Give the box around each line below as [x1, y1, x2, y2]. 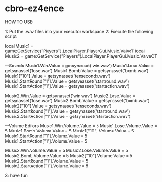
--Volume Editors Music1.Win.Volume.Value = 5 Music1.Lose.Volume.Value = [5, 122, 158, 129]
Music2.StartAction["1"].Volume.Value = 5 [5, 163, 89, 169]
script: [5, 33, 18, 39]
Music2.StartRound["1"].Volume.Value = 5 [5, 158, 89, 164]
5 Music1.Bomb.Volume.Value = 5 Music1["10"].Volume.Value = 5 [5, 128, 134, 133]
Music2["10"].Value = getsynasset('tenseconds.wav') [5, 103, 112, 109]
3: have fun [5, 172, 28, 178]
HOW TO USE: [5, 19, 34, 25]
